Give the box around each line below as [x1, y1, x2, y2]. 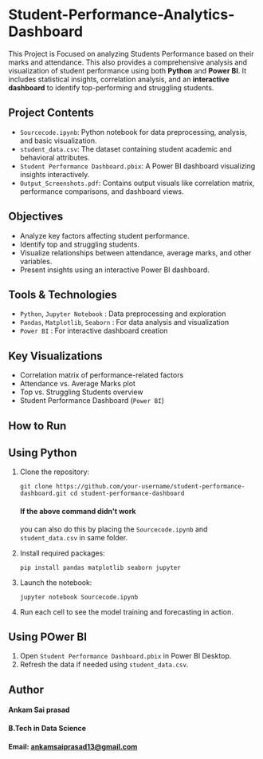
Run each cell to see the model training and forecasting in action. [19, 607, 234, 616]
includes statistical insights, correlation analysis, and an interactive [8, 74, 230, 84]
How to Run [8, 419, 67, 433]
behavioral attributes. [19, 152, 90, 162]
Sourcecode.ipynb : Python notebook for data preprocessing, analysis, [19, 127, 247, 136]
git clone [19, 483, 53, 491]
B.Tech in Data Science [8, 723, 86, 733]
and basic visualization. [19, 136, 97, 145]
